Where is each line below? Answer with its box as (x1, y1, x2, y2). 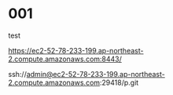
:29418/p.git (99, 78, 139, 87)
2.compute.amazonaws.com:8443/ (8, 54, 122, 64)
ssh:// (8, 69, 28, 79)
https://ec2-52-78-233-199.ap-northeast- (8, 46, 144, 55)
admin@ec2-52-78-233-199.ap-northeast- (26, 69, 165, 79)
